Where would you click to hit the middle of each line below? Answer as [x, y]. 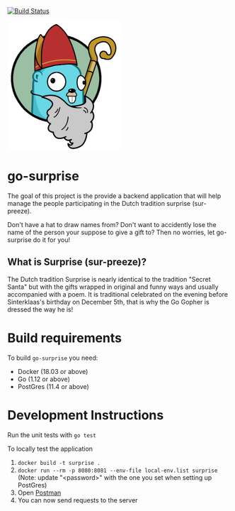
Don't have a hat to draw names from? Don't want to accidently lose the [112, 225]
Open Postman [39, 493]
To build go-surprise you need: [53, 358]
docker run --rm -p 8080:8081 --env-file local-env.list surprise [117, 471]
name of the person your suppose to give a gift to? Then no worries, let [111, 232]
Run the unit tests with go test [52, 435]
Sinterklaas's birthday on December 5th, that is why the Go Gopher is [109, 302]
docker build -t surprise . [59, 463]
